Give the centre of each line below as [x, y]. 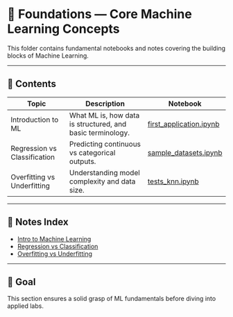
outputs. [83, 161]
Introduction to [35, 120]
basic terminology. [100, 133]
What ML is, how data [104, 115]
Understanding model [104, 172]
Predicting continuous [105, 144]
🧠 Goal [21, 282]
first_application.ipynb [183, 124]
